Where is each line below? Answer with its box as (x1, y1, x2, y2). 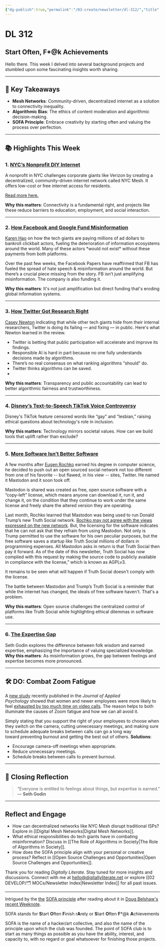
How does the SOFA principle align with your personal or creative (12, 849, 144, 855)
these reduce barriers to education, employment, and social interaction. (5, 207, 150, 213)
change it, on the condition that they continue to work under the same (5, 497, 146, 503)
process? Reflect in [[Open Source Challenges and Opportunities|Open (12, 854, 156, 860)
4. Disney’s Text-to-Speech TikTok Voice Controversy (5, 402, 137, 409)
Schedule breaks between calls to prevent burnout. (12, 754, 116, 760)
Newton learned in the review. (5, 330, 66, 336)
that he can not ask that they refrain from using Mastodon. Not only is (5, 528, 146, 534)
